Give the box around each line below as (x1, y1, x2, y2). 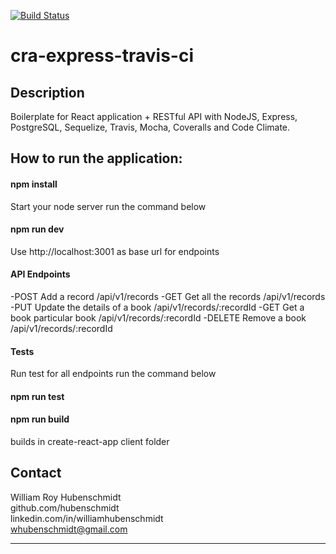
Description (10, 84, 85, 101)
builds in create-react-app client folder (10, 436, 170, 447)
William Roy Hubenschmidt (10, 491, 122, 503)
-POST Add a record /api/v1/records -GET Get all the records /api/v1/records (10, 291, 326, 302)
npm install (10, 178, 58, 190)
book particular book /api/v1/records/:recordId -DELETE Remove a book (10, 312, 307, 324)
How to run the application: (10, 150, 183, 167)
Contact (10, 465, 62, 482)
